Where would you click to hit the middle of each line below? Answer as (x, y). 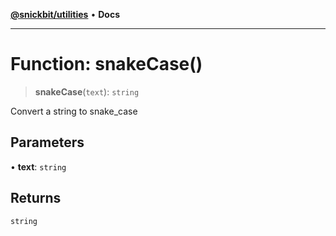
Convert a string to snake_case (74, 111)
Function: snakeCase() (106, 64)
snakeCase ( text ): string (87, 91)
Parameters (47, 142)
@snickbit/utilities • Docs (65, 14)
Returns (36, 198)
